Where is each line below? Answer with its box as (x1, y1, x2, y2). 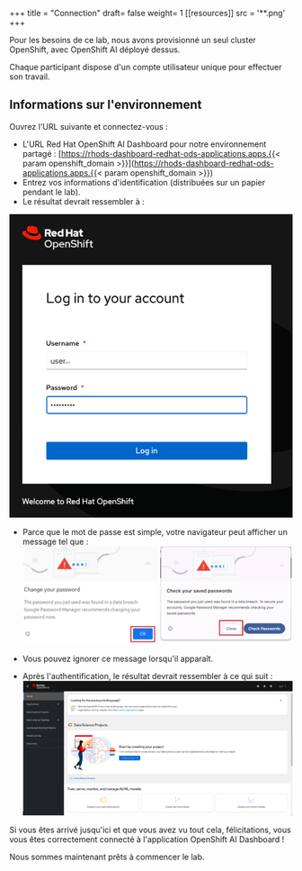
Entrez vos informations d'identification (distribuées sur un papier (22, 177, 266, 187)
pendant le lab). (22, 186, 81, 197)
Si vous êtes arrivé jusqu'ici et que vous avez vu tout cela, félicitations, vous (9, 824, 292, 835)
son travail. (9, 71, 50, 82)
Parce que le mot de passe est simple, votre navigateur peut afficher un (22, 527, 288, 538)
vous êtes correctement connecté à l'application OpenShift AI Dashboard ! (9, 833, 285, 845)
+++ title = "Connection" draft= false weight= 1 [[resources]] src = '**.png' (9, 8, 286, 18)
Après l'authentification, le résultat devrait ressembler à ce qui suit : (22, 671, 273, 682)
